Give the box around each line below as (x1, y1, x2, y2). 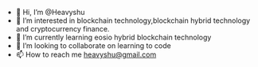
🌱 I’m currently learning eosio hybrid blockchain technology (15, 32, 212, 42)
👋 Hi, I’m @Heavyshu (15, 8, 85, 17)
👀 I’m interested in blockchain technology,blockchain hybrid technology (15, 16, 251, 25)
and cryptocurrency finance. (15, 24, 110, 33)
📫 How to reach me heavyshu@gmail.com (15, 50, 157, 59)
